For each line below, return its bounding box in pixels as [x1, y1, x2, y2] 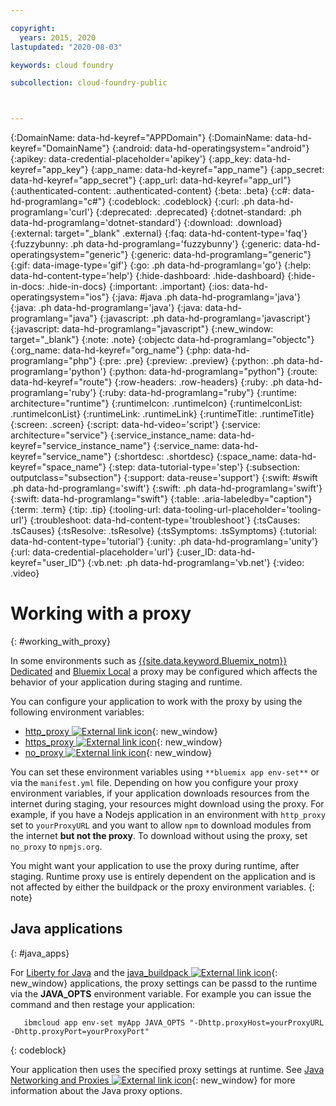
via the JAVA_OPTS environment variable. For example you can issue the [10, 987, 312, 1000]
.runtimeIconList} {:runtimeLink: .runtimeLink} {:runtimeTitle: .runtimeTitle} [10, 408, 315, 420]
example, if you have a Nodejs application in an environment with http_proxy [10, 809, 326, 821]
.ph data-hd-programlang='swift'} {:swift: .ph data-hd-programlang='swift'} [10, 482, 323, 495]
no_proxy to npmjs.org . [10, 841, 103, 853]
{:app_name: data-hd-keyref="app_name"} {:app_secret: [90, 164, 325, 176]
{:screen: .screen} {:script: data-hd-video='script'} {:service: [10, 419, 261, 431]
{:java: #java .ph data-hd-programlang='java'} [111, 291, 302, 303]
